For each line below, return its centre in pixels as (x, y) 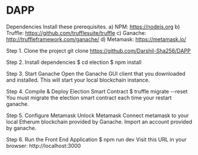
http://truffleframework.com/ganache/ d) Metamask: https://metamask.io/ (96, 39)
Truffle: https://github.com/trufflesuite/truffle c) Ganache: (76, 33)
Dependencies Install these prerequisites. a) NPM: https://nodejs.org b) (93, 27)
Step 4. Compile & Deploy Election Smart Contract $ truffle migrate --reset (97, 91)
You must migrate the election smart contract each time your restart (89, 98)
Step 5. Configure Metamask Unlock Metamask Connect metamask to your (98, 115)
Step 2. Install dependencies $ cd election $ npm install (74, 62)
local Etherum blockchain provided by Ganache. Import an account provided (99, 121)
